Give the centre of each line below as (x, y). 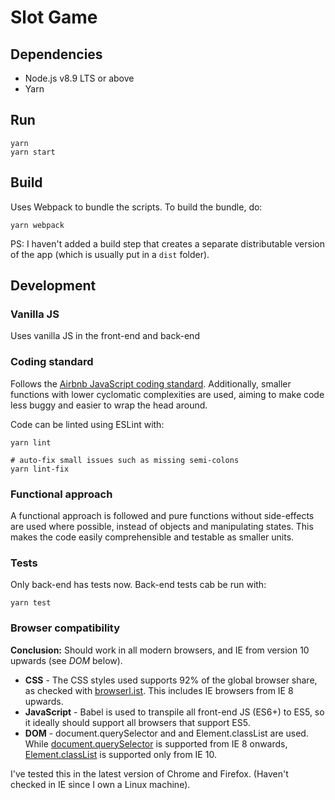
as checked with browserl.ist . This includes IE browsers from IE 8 (159, 690)
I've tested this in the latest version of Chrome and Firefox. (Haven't (149, 773)
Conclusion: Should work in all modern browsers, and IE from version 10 (160, 650)
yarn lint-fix (40, 469)
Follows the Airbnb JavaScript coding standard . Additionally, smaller (151, 383)
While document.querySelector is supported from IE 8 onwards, (156, 743)
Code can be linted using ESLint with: (87, 424)
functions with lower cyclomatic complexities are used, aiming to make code (167, 394)
